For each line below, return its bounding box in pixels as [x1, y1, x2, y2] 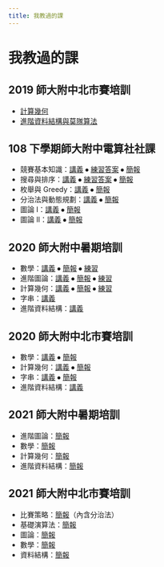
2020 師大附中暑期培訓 [8, 240, 122, 254]
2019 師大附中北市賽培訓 [8, 84, 131, 97]
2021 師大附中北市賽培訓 [8, 487, 130, 500]
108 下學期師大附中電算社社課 [8, 142, 156, 156]
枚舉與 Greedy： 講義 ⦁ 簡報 [19, 185, 110, 194]
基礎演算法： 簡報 [19, 520, 77, 529]
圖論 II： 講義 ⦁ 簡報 [19, 214, 83, 225]
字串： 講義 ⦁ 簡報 [19, 373, 78, 382]
